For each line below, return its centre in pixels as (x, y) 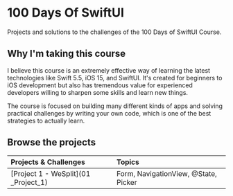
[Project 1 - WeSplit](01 (51, 173)
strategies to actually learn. (46, 121)
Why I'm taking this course (67, 54)
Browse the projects (51, 142)
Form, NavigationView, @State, (167, 173)
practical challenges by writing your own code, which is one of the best (109, 113)
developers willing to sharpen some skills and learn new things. (98, 92)
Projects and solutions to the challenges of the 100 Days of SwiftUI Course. (114, 32)
